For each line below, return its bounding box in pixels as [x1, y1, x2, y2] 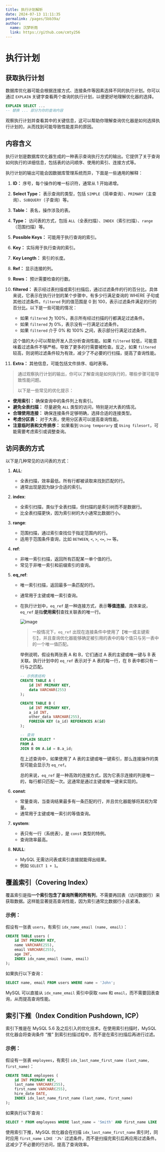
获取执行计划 [5, 74, 45, 82]
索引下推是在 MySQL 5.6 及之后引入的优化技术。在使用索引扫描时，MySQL [5, 1026, 157, 1031]
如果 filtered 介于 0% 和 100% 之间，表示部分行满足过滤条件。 [20, 327, 149, 333]
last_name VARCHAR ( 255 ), [14, 1082, 65, 1087]
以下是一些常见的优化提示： [17, 387, 74, 393]
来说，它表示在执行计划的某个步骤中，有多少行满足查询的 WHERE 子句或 [12, 292, 160, 298]
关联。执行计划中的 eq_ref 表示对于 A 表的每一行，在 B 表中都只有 [20, 658, 154, 664]
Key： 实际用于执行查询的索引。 [12, 245, 78, 250]
